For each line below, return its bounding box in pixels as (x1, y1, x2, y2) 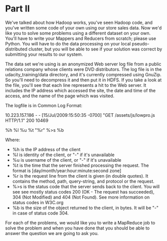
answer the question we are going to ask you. (5, 230, 99, 236)
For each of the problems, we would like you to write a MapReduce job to (5, 220, 156, 226)
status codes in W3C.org (12, 199, 64, 205)
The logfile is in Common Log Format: (5, 102, 83, 108)
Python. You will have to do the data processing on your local (5, 40, 131, 46)
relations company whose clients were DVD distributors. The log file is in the (5, 66, 162, 72)
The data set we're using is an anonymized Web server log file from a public (5, 61, 162, 67)
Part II (5, 3, 30, 14)
